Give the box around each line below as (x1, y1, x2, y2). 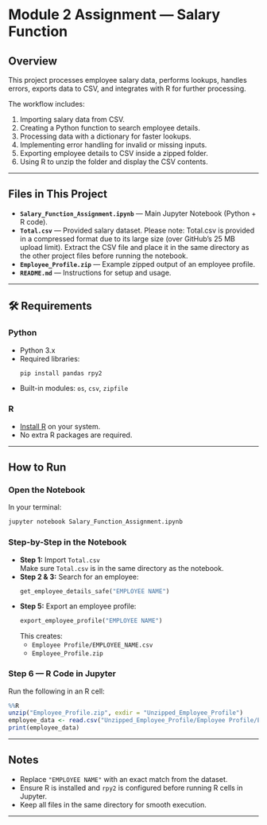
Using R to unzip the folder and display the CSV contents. (19, 157, 208, 166)
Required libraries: (19, 354, 80, 363)
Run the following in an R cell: (8, 686, 105, 696)
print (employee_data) (8, 724, 80, 732)
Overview (8, 54, 58, 68)
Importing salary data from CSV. (19, 115, 126, 124)
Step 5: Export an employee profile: (19, 601, 137, 611)
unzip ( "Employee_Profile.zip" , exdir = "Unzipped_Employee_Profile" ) (8, 709, 244, 717)
